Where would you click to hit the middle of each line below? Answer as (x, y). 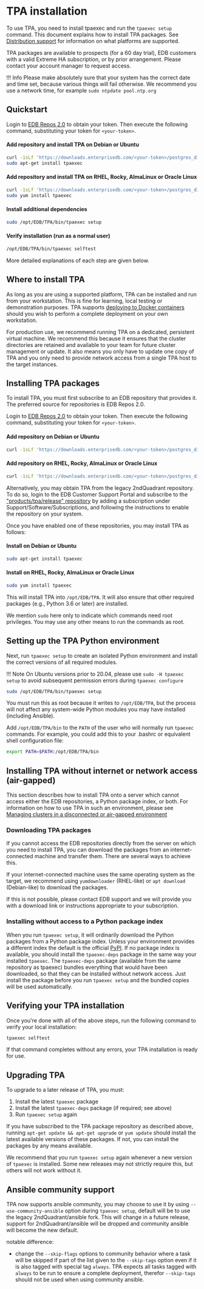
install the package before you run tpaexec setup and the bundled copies (98, 980)
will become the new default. (42, 1230)
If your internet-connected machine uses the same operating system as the (101, 875)
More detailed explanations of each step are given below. (78, 260)
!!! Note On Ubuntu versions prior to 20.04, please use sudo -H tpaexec (95, 674)
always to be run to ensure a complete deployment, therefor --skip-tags (105, 1273)
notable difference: (30, 1242)
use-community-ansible (35, 1211)
